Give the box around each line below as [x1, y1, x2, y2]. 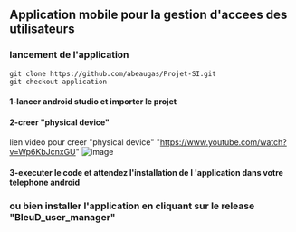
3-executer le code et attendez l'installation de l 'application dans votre [9, 168, 283, 179]
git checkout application [9, 77, 107, 86]
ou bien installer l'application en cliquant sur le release [9, 199, 255, 212]
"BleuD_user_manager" [9, 211, 116, 223]
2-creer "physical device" [9, 117, 110, 128]
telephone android [9, 177, 81, 188]
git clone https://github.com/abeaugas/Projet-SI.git [9, 69, 217, 78]
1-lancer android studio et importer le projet [9, 96, 177, 107]
